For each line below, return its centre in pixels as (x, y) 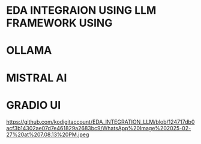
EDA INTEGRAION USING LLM (81, 10)
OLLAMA (29, 50)
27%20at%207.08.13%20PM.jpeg (48, 134)
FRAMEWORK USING (59, 23)
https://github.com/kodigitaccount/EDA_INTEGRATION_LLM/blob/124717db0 (100, 122)
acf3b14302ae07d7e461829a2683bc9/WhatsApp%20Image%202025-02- (99, 128)
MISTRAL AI (37, 78)
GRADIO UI (34, 105)
